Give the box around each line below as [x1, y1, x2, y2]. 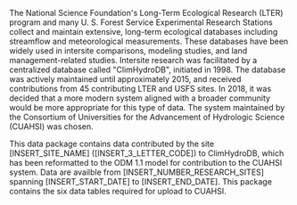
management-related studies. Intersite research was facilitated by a [9, 55, 258, 65]
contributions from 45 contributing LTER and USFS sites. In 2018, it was [9, 84, 272, 94]
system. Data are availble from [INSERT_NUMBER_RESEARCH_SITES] [9, 167, 265, 177]
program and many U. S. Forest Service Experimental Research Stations [9, 17, 274, 28]
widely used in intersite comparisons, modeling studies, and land [9, 45, 248, 56]
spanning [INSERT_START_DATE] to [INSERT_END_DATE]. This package [9, 176, 272, 186]
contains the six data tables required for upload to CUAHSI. [9, 186, 227, 196]
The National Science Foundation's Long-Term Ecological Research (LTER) [9, 8, 284, 18]
